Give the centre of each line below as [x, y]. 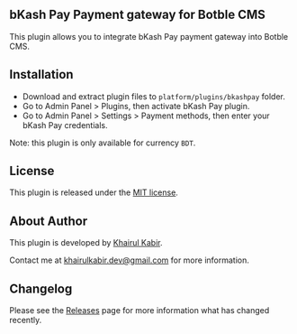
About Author [49, 221]
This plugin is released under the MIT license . [94, 192]
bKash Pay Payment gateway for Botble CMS [137, 15]
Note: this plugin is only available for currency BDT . [103, 143]
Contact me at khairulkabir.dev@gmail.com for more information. [130, 260]
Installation [41, 74]
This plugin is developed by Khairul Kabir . [86, 243]
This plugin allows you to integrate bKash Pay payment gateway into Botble [149, 36]
